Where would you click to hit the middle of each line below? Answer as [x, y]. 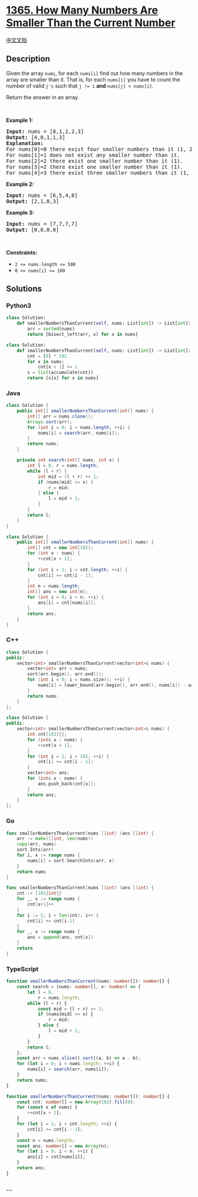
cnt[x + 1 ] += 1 [57, 367]
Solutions [24, 289]
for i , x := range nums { [49, 855]
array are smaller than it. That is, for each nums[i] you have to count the [93, 79]
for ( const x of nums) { [47, 1107]
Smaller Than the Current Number [91, 23]
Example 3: [20, 212]
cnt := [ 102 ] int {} [39, 894]
